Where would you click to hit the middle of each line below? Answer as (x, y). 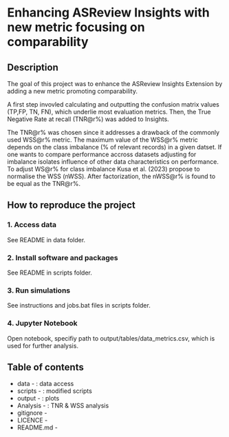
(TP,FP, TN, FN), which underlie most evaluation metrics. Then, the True (109, 112)
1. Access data (32, 225)
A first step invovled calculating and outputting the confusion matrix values (113, 104)
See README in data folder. (46, 239)
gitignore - (32, 413)
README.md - (37, 427)
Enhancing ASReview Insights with (108, 13)
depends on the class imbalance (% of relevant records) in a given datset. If (115, 147)
